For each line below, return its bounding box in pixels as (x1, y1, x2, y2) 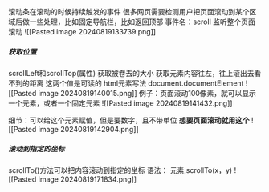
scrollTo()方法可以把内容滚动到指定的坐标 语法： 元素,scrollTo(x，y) (8, 165, 233, 174)
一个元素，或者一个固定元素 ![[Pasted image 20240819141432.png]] (8, 98, 233, 108)
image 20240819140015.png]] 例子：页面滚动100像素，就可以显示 (38, 88, 257, 98)
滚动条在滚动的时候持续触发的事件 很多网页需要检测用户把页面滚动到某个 (8, 7, 250, 16)
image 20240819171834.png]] (38, 174, 137, 184)
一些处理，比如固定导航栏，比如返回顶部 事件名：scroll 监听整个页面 (29, 17, 255, 26)
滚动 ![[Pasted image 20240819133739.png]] (8, 27, 157, 36)
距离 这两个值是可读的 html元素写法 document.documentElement (29, 78, 244, 88)
